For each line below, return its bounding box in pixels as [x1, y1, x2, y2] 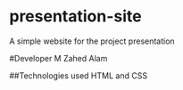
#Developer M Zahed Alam [9, 53, 108, 63]
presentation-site [9, 6, 142, 27]
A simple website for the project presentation [9, 36, 176, 46]
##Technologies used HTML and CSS [9, 70, 148, 81]
